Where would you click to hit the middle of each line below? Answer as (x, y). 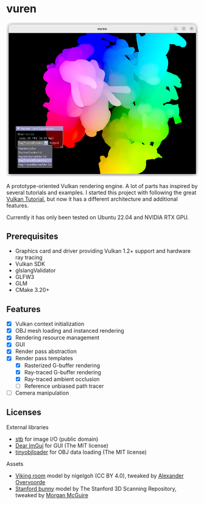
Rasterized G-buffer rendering (62, 365)
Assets (15, 463)
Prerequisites (32, 236)
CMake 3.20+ (32, 290)
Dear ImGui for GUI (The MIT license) (62, 445)
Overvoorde (30, 482)
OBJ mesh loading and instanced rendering (70, 331)
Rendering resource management (57, 338)
